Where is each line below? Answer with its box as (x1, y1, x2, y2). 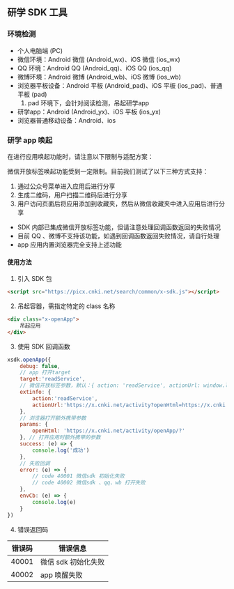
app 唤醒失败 (40, 570, 83, 580)
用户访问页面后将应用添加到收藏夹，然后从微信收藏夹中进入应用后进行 (17, 199, 219, 208)
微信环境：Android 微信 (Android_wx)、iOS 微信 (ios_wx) (17, 55, 180, 63)
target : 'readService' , (19, 376, 86, 383)
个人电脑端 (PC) (17, 46, 63, 54)
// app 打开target (19, 369, 71, 376)
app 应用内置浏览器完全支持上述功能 (17, 240, 122, 249)
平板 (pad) (17, 90, 47, 98)
